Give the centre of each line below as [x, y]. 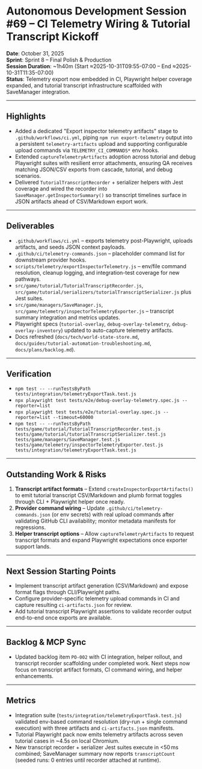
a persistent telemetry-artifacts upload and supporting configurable [101, 143]
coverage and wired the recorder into [61, 189]
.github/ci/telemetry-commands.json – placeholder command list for [100, 253]
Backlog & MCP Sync [46, 642]
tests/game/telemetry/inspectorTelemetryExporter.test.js [89, 445]
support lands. [33, 547]
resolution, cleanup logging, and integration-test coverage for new [97, 272]
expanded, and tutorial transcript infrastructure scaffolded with [84, 85]
